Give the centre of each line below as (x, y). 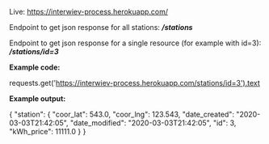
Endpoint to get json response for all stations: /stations (101, 27)
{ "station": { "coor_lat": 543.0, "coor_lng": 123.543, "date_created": (122, 114)
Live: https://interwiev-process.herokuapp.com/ (89, 12)
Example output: (38, 99)
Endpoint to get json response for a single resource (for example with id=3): (135, 43)
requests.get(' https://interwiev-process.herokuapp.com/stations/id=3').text (135, 83)
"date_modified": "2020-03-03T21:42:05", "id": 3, (153, 123)
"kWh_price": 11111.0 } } (48, 131)
